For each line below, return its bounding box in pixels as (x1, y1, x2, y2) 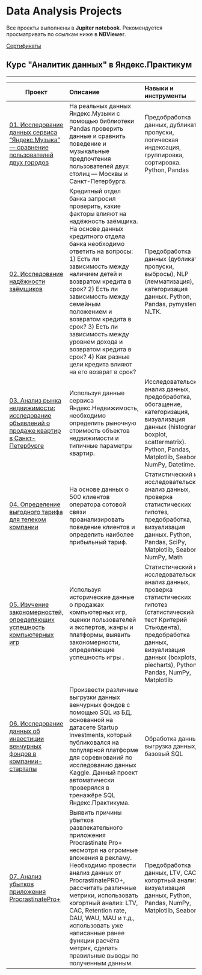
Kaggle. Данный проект (69, 768, 138, 777)
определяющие (69, 645, 115, 654)
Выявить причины (69, 808, 122, 817)
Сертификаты (6, 42, 41, 49)
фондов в (9, 749, 37, 757)
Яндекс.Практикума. (69, 798, 130, 807)
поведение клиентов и (69, 522, 135, 531)
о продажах (69, 600, 104, 609)
